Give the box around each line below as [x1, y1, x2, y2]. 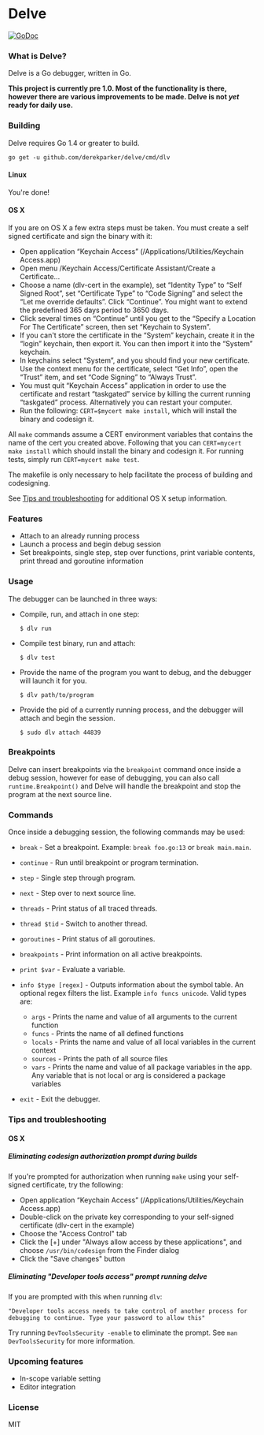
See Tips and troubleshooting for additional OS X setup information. [8, 494, 228, 503]
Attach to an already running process [19, 531, 140, 541]
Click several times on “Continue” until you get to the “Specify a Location [19, 313, 256, 323]
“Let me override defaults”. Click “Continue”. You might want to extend [19, 296, 247, 306]
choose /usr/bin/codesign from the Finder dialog [19, 1245, 179, 1254]
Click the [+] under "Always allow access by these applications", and [19, 1237, 242, 1247]
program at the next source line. [8, 789, 112, 799]
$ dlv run [19, 624, 53, 632]
